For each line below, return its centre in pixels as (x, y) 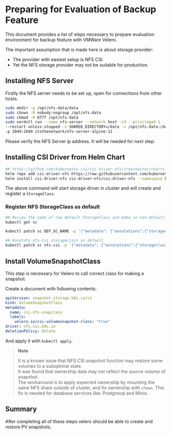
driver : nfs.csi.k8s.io (31, 327)
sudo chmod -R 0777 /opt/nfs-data (42, 117)
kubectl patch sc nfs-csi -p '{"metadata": (52, 246)
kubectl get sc (21, 222)
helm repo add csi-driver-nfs (37, 174)
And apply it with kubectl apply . (39, 341)
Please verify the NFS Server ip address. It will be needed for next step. (80, 141)
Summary (21, 409)
